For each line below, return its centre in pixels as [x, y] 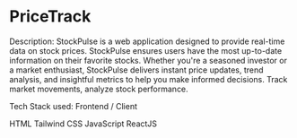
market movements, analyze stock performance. [99, 89]
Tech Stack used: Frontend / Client [73, 106]
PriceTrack [50, 17]
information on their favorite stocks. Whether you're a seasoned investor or [148, 60]
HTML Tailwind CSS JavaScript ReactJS [83, 124]
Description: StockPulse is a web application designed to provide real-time [147, 41]
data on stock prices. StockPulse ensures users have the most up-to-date [146, 50]
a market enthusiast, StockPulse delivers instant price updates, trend [136, 70]
